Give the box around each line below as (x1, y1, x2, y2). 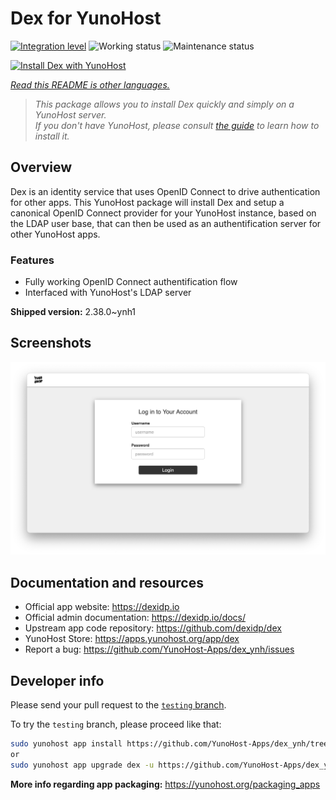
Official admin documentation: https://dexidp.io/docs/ (24, 612, 247, 624)
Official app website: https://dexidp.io (24, 601, 180, 613)
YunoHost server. (34, 108, 107, 121)
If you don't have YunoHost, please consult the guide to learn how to (34, 119, 320, 131)
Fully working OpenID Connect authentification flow (24, 276, 238, 288)
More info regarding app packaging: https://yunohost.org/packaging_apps (10, 778, 321, 790)
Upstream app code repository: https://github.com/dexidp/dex (24, 622, 282, 634)
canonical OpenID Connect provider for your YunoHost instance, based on (10, 207, 317, 219)
